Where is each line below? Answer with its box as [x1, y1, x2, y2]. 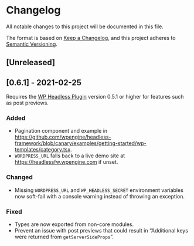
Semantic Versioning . [6, 41, 57, 48]
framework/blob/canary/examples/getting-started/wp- [14, 140, 147, 147]
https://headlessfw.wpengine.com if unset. [14, 159, 118, 166]
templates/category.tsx [14, 146, 71, 153]
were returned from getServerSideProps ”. [14, 233, 114, 241]
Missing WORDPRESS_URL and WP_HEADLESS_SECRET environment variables [14, 186, 183, 194]
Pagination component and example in [14, 127, 108, 134]
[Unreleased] [6, 58, 56, 68]
